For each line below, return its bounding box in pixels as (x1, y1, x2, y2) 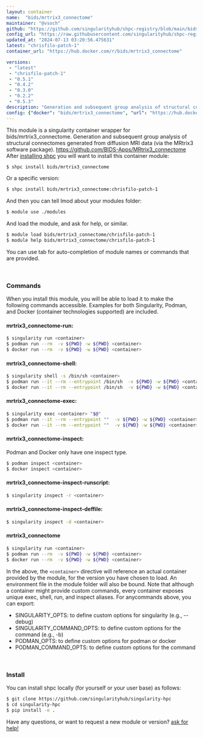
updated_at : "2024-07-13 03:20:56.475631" (6, 37, 115, 43)
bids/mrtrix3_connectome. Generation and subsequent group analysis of (6, 132, 187, 140)
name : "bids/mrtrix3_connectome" (6, 15, 94, 21)
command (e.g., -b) (14, 630, 64, 638)
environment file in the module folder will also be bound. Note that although (6, 580, 195, 587)
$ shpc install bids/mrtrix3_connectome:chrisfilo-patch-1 (6, 186, 158, 192)
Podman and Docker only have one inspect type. (6, 448, 128, 456)
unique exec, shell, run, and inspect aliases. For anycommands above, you (6, 593, 192, 601)
